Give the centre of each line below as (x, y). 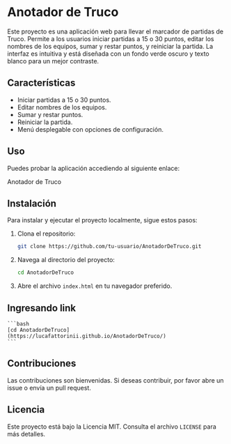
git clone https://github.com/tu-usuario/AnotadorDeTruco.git (109, 247)
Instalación (32, 203)
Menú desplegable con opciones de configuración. (90, 129)
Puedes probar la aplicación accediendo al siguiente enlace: (94, 168)
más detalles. (26, 434)
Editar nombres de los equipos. (62, 107)
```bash (18, 324)
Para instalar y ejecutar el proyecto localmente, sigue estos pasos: (102, 220)
